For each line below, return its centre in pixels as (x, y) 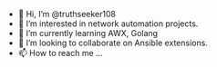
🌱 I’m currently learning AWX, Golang (88, 33)
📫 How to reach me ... (60, 53)
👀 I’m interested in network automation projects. (108, 24)
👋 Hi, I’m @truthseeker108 (67, 14)
